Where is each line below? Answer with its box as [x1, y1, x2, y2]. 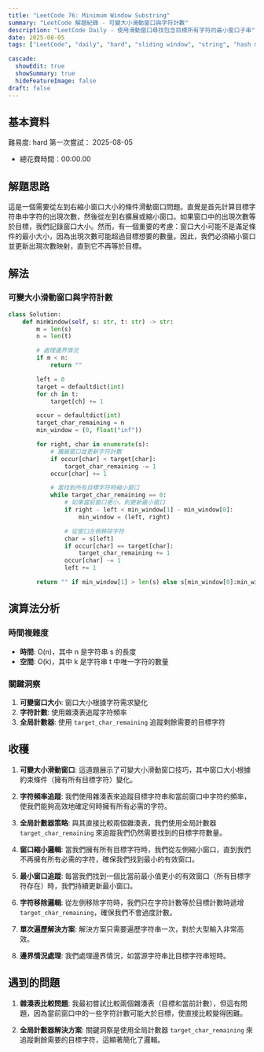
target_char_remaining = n [36, 419, 125, 427]
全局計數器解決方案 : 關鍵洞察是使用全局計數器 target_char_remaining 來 [19, 1024, 253, 1035]
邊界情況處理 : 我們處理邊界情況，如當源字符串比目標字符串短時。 [19, 950, 230, 960]
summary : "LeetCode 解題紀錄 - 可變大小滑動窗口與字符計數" [8, 19, 189, 27]
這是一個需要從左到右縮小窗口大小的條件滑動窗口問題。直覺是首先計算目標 [8, 202, 249, 212]
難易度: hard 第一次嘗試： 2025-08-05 [8, 138, 134, 147]
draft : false [8, 84, 51, 92]
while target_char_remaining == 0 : [49, 491, 167, 500]
